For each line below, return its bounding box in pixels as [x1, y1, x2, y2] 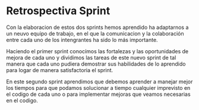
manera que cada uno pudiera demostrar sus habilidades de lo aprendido [6, 60, 186, 67]
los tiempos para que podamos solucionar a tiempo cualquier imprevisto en [6, 84, 191, 91]
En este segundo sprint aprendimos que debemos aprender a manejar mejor [6, 78, 193, 85]
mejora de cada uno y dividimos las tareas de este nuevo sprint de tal [6, 54, 176, 61]
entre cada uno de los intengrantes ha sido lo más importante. [6, 36, 159, 43]
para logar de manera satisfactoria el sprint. [6, 66, 113, 73]
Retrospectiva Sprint [6, 4, 110, 18]
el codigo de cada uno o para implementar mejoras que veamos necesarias [6, 90, 191, 98]
